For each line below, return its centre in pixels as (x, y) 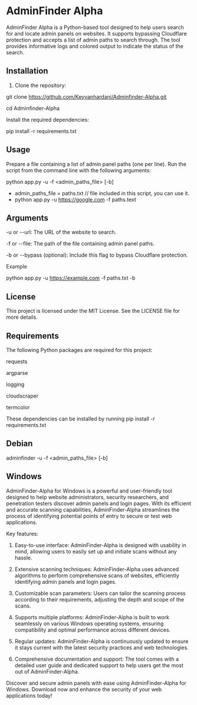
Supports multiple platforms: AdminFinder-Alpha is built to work (92, 617)
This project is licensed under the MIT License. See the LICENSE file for (93, 311)
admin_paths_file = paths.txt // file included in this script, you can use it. (102, 193)
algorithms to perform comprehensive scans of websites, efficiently (97, 575)
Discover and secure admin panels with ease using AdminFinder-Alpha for (96, 683)
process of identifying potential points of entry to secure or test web (89, 516)
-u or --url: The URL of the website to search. (61, 232)
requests (17, 361)
